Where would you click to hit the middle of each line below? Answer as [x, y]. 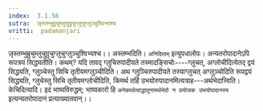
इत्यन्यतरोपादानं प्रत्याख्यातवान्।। [50, 99]
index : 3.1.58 [34, 16]
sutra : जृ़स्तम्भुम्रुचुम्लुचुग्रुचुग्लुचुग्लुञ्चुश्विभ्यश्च [62, 23]
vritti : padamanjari [45, 31]
